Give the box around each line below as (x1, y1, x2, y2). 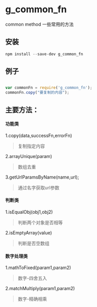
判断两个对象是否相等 (17, 219, 63, 226)
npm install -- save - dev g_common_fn (5, 51, 83, 57)
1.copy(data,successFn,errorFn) (5, 132, 72, 139)
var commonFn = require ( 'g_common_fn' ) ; (5, 85, 93, 91)
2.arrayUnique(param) (5, 153, 52, 159)
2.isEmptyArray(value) (5, 229, 52, 236)
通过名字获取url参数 (17, 184, 60, 190)
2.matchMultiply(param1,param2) (5, 286, 75, 292)
